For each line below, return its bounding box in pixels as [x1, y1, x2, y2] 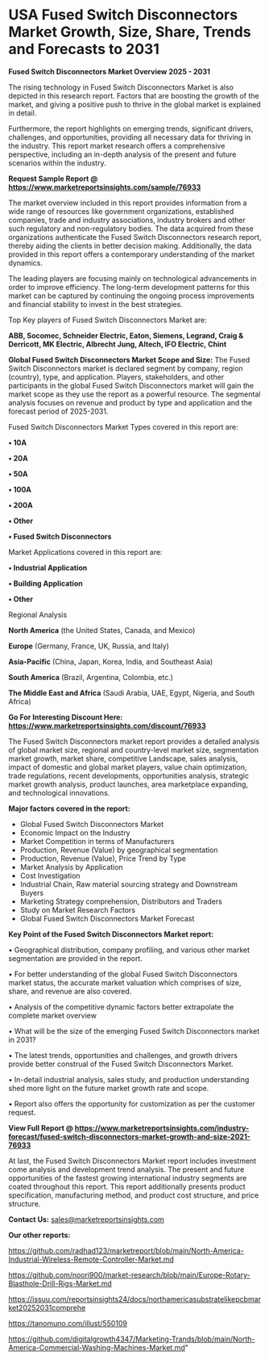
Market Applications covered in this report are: [8, 547, 163, 556]
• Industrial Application [8, 563, 88, 573]
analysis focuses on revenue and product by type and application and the [8, 397, 252, 407]
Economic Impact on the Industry [19, 828, 130, 837]
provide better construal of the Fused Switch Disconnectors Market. [8, 1059, 234, 1068]
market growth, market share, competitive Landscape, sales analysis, [8, 753, 238, 763]
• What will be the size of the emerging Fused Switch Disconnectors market [8, 1026, 260, 1035]
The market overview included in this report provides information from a [8, 198, 247, 208]
